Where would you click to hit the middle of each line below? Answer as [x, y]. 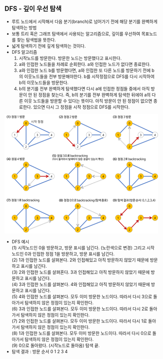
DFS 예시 [20, 242]
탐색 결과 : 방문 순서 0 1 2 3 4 [40, 352]
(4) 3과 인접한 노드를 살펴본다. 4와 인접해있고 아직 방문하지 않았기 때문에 [81, 284]
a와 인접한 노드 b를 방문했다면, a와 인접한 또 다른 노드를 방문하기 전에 [85, 70]
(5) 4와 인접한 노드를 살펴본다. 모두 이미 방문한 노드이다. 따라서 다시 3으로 [82, 296]
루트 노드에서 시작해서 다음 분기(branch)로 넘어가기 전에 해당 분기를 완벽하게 [84, 21]
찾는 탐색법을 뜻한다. [36, 40]
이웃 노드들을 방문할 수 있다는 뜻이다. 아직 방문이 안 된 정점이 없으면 [88, 101]
